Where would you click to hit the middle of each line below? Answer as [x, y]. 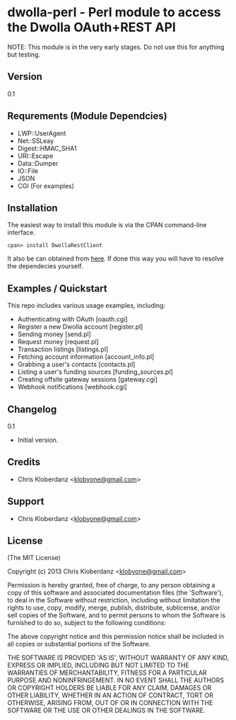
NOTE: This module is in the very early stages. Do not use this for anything [116, 47]
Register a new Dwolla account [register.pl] [80, 327]
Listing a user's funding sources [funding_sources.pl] [95, 372]
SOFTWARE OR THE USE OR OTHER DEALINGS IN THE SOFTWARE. [106, 710]
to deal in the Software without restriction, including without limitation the [114, 600]
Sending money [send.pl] [54, 334]
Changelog [32, 409]
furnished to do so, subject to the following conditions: [87, 623]
